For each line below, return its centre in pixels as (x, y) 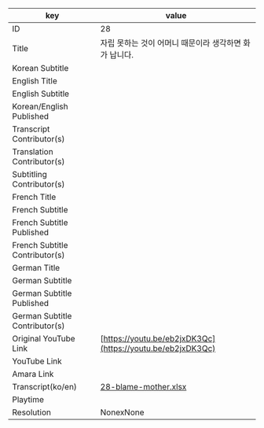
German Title (36, 268)
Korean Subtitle (40, 68)
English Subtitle (40, 94)
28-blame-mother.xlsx (143, 387)
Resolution (31, 412)
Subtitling (29, 174)
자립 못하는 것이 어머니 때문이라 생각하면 (171, 43)
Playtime (28, 399)
